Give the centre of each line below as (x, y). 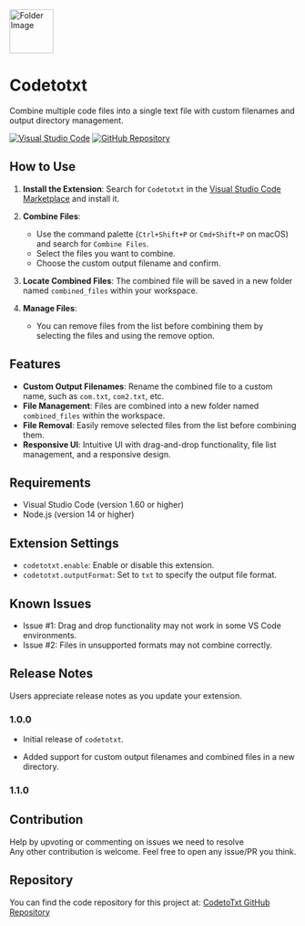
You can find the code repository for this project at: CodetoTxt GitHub (140, 902)
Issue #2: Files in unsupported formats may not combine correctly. (147, 645)
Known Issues (51, 603)
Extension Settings (64, 543)
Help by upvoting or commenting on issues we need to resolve (127, 842)
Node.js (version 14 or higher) (78, 514)
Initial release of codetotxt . (73, 740)
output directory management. (67, 120)
